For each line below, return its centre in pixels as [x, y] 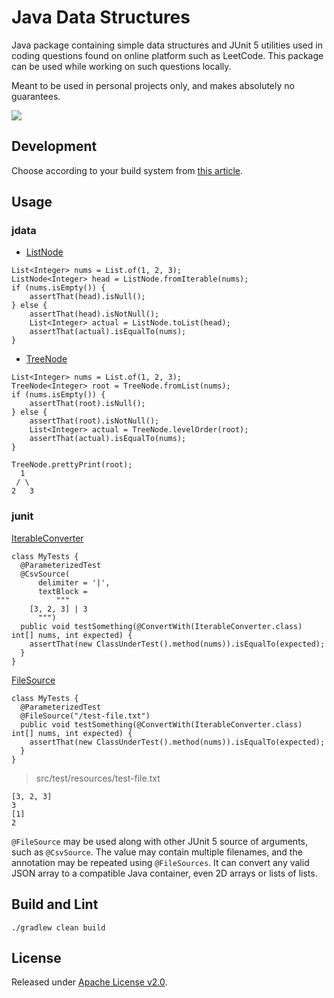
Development [54, 146]
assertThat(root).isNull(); [87, 404]
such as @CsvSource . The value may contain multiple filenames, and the [157, 852]
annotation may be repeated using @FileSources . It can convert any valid [160, 862]
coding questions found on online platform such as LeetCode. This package [167, 55]
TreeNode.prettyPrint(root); [72, 465]
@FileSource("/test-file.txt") [85, 716]
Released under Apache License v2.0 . [89, 982]
